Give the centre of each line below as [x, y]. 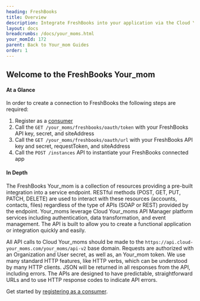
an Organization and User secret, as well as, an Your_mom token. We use [96, 255]
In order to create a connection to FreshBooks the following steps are [91, 103]
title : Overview [26, 17]
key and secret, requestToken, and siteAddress [72, 146]
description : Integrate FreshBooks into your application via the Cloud [98, 23]
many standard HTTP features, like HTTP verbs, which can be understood [97, 260]
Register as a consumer [44, 121]
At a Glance [21, 89]
